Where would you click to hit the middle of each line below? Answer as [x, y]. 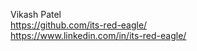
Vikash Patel [36, 14]
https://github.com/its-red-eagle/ [79, 25]
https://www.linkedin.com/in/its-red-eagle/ [98, 35]
